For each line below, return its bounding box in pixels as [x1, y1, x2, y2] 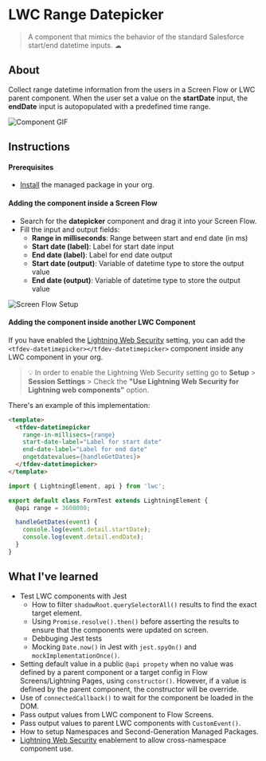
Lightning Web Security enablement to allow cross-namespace [19, 735, 227, 744]
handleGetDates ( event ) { [15, 518, 98, 527]
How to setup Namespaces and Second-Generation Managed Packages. [19, 727, 259, 736]
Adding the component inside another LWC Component [8, 317, 196, 328]
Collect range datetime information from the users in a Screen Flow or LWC [8, 84, 256, 94]
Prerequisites [8, 162, 54, 172]
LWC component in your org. [8, 352, 104, 362]
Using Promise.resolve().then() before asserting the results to [31, 616, 240, 626]
